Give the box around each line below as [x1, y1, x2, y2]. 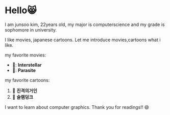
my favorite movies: [5, 52, 46, 58]
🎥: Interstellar [12, 62, 42, 68]
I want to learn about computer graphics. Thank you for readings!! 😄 [5, 104, 149, 110]
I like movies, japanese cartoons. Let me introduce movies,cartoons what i [5, 37, 161, 43]
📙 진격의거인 [12, 88, 38, 94]
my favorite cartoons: [5, 77, 50, 83]
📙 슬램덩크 [12, 94, 34, 100]
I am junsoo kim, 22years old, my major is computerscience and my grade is [5, 21, 165, 27]
